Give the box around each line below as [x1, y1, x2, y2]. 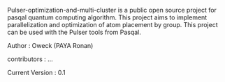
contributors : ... [7, 55, 54, 63]
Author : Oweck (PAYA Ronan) [7, 42, 94, 49]
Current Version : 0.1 [7, 69, 66, 76]
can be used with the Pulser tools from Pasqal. [7, 28, 142, 36]
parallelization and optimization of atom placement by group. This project [7, 21, 218, 28]
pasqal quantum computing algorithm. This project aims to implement [7, 13, 208, 22]
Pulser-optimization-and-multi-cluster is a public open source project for [7, 6, 217, 14]
